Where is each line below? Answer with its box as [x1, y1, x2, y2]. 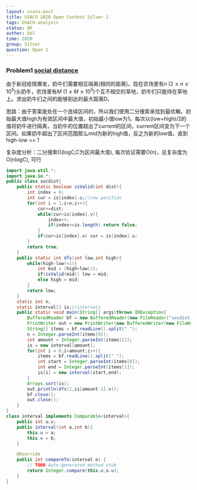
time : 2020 [6, 36, 33, 42]
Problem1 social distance [6, 66, 79, 74]
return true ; [27, 244, 59, 250]
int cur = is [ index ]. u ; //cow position [27, 195, 122, 201]
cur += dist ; [37, 206, 64, 212]
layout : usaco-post [6, 8, 54, 15]
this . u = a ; [27, 429, 57, 435]
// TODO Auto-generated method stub [27, 462, 117, 468]
